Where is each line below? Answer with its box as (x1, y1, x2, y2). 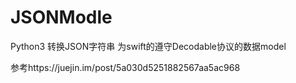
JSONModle (10, 6, 113, 29)
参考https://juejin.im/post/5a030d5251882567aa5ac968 (10, 61, 241, 73)
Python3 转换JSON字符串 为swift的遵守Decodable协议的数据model (10, 40, 287, 52)
